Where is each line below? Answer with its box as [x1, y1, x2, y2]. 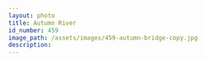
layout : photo [8, 11, 56, 20]
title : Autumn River [8, 19, 77, 27]
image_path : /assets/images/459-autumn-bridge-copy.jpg [8, 33, 198, 42]
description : [8, 41, 52, 49]
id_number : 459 [8, 26, 59, 34]
